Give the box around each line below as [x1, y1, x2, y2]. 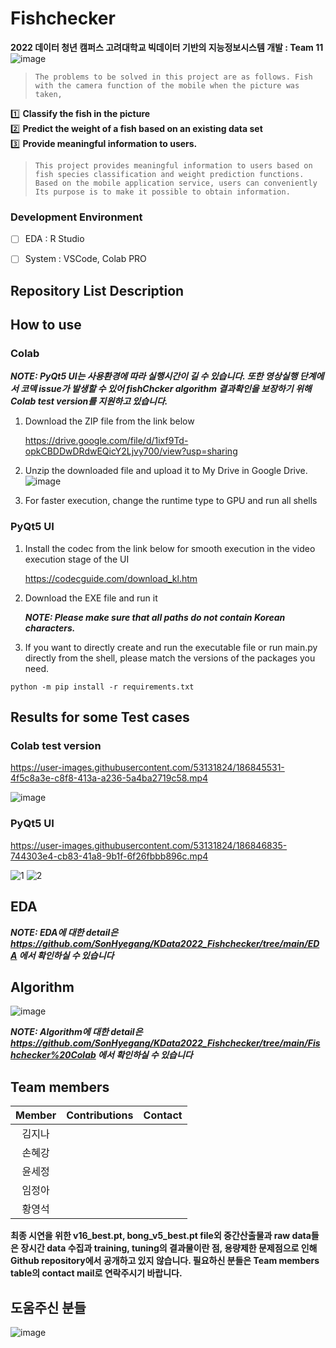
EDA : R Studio [24, 233, 85, 245]
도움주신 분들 [10, 1299, 87, 1316]
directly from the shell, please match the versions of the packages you [24, 652, 316, 664]
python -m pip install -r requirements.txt [10, 682, 195, 692]
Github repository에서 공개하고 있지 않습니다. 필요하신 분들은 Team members [10, 1255, 320, 1267]
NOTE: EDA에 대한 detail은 [10, 926, 119, 938]
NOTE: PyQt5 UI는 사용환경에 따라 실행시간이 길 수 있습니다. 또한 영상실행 [10, 370, 298, 382]
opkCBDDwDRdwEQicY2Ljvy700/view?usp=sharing [24, 445, 238, 457]
